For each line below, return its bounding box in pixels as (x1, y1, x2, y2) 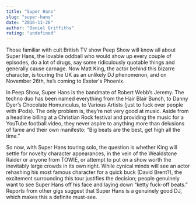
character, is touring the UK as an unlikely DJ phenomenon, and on (6, 71, 167, 78)
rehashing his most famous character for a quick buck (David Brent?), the (6, 169, 183, 176)
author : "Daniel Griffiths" (6, 25, 75, 31)
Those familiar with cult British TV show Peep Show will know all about (6, 46, 176, 53)
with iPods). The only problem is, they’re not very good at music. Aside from (6, 108, 189, 115)
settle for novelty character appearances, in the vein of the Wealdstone (6, 150, 177, 157)
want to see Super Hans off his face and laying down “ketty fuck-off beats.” (6, 181, 188, 188)
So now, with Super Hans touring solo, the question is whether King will (6, 144, 178, 151)
